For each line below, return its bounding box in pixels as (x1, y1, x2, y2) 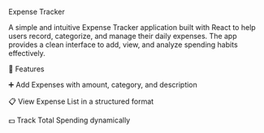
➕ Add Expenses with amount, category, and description (8, 80, 197, 89)
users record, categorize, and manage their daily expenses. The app (8, 32, 237, 41)
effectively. (8, 49, 46, 58)
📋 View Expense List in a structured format (8, 97, 154, 106)
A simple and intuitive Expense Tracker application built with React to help (8, 23, 256, 32)
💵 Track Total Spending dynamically (8, 115, 131, 125)
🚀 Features (8, 64, 45, 74)
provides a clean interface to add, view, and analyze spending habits (8, 40, 238, 49)
